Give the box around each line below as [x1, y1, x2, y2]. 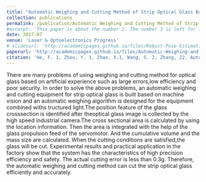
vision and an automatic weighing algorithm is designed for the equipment [6, 97, 194, 104]
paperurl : [6, 49, 32, 55]
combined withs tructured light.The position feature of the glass [6, 103, 167, 111]
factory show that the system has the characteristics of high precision [6, 149, 183, 156]
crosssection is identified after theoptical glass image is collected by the [6, 110, 189, 117]
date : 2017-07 [6, 32, 43, 38]
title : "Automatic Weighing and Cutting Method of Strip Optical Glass [6, 9, 193, 15]
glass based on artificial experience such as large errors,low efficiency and [6, 78, 196, 85]
